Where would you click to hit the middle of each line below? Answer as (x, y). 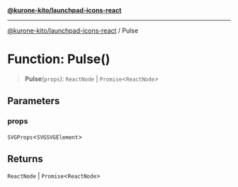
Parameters (34, 101)
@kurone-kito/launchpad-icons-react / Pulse (73, 30)
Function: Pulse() (59, 59)
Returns (25, 159)
